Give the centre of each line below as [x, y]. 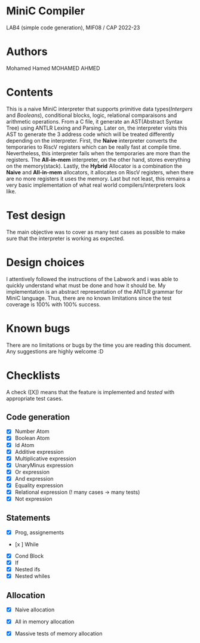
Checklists [33, 375]
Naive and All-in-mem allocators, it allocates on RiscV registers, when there [100, 172]
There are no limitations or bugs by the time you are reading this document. [99, 345]
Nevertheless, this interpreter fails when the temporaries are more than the [98, 153]
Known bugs [38, 328]
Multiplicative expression [45, 459]
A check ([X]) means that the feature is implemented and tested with [90, 392]
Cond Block [29, 556]
